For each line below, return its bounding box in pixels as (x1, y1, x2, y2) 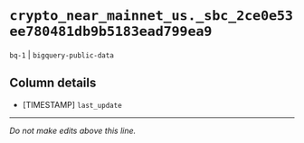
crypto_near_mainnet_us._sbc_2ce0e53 (9, 7, 294, 24)
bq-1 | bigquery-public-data (9, 49, 115, 60)
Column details (9, 76, 97, 91)
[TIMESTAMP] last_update (22, 99, 122, 110)
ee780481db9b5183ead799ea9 (9, 23, 213, 40)
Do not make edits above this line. (9, 125, 137, 136)
